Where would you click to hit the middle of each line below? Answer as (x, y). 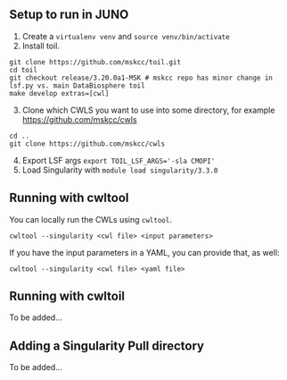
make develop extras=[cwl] (59, 93)
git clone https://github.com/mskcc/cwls (87, 144)
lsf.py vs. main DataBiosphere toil (77, 85)
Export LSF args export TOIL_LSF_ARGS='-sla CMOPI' (119, 160)
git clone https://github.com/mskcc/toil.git (95, 62)
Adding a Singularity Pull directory (107, 346)
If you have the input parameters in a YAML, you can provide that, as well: (144, 252)
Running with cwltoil (67, 296)
